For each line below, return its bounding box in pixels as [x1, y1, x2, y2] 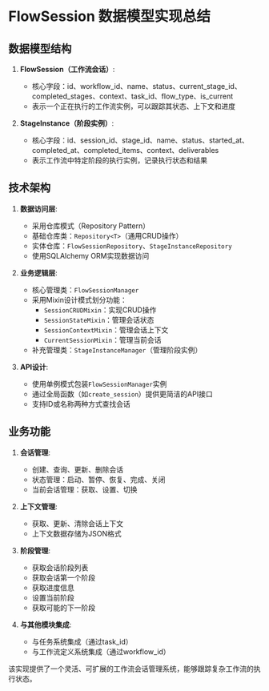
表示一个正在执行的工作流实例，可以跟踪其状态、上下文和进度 [31, 102, 236, 110]
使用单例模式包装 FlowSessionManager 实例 [31, 379, 167, 388]
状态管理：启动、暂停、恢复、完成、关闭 [31, 474, 166, 484]
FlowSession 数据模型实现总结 [8, 7, 211, 26]
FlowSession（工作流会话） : [19, 65, 115, 74]
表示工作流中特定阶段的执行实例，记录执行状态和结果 [31, 155, 208, 165]
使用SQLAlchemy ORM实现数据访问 [31, 251, 150, 260]
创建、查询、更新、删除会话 [31, 464, 124, 474]
